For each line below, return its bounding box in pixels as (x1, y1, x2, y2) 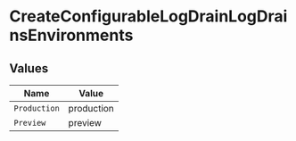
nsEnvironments (9, 25, 134, 46)
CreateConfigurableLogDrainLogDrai (9, 6, 288, 27)
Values (9, 61, 49, 76)
